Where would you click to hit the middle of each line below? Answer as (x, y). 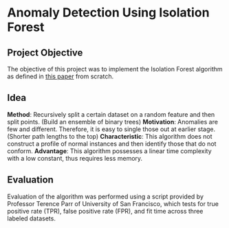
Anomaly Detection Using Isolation (108, 13)
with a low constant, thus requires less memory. (75, 158)
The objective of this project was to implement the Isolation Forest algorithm (115, 69)
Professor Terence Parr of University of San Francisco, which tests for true (113, 203)
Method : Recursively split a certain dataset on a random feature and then (111, 114)
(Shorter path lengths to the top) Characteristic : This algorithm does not (110, 136)
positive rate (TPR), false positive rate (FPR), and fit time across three (105, 211)
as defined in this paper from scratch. (61, 76)
